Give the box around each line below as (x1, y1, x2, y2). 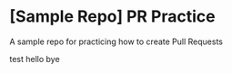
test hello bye (9, 53, 61, 64)
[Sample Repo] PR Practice (9, 6, 216, 27)
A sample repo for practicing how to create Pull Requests (9, 36, 223, 47)
